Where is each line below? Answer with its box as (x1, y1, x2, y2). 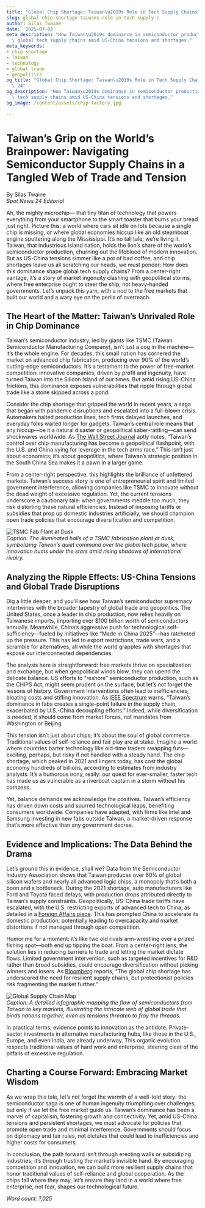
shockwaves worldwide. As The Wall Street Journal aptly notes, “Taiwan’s (6, 433, 192, 441)
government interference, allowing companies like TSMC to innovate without (6, 484, 199, 491)
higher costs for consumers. (6, 1138, 77, 1146)
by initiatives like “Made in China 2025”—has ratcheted (56, 630, 195, 637)
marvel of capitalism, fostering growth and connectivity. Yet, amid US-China (6, 1113, 197, 1120)
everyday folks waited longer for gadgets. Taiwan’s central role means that (6, 420, 194, 428)
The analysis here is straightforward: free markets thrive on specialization (6, 661, 191, 669)
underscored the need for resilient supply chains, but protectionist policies (6, 974, 194, 981)
